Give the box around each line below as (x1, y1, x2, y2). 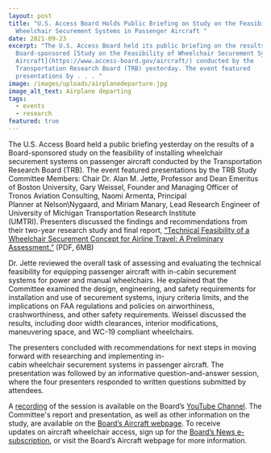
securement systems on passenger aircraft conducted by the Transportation (8, 156, 262, 166)
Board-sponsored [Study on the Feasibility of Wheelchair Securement (15, 49, 254, 57)
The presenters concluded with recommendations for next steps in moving (8, 342, 256, 352)
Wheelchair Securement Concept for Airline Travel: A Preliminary (8, 234, 224, 243)
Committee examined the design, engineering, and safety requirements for (8, 284, 256, 294)
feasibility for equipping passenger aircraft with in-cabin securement (8, 266, 236, 276)
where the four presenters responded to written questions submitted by (8, 377, 247, 387)
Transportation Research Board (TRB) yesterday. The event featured (15, 65, 251, 73)
